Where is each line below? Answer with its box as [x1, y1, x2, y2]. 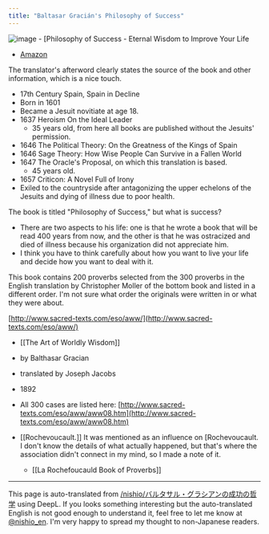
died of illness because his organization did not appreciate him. [19, 239, 230, 249]
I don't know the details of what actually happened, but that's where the [19, 441, 258, 450]
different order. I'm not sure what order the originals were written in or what [8, 289, 258, 299]
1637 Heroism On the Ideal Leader [19, 114, 133, 124]
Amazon [19, 49, 48, 59]
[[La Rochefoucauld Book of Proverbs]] [31, 465, 162, 475]
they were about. [8, 298, 64, 308]
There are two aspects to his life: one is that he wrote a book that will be [19, 222, 258, 232]
